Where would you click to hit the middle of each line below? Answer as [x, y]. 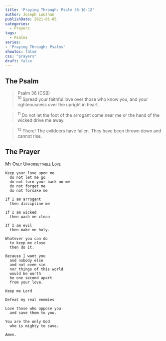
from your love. [26, 282]
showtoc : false [21, 51]
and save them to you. [33, 313]
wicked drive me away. [41, 120]
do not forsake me [29, 190]
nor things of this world [37, 269]
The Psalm [22, 81]
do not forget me [28, 186]
